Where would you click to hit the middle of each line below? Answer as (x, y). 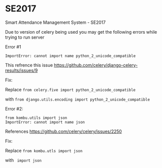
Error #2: (14, 109)
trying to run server (25, 37)
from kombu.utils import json (36, 118)
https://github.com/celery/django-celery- (96, 65)
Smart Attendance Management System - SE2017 (56, 22)
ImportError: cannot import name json (45, 122)
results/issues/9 (21, 70)
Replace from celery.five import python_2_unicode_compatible (70, 89)
